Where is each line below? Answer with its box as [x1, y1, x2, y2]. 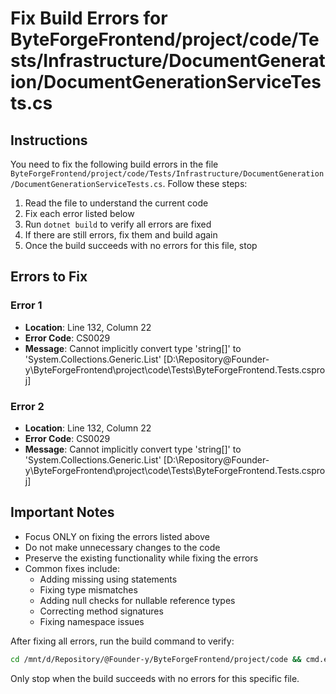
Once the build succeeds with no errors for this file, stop [24, 240, 258, 251]
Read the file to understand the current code [24, 197, 209, 209]
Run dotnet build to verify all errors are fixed [24, 218, 212, 230]
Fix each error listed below [24, 208, 135, 219]
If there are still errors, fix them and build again [24, 229, 218, 241]
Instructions [10, 132, 88, 149]
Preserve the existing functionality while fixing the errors [24, 552, 259, 564]
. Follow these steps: [162, 178, 248, 189]
